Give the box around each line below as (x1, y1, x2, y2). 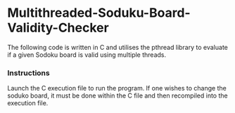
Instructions (7, 68, 51, 78)
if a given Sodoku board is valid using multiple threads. (7, 51, 167, 59)
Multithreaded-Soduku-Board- (7, 5, 191, 21)
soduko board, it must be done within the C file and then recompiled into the (7, 91, 228, 100)
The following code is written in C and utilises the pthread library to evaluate (7, 43, 229, 51)
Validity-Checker (7, 20, 109, 36)
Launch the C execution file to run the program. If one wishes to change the (7, 84, 227, 93)
